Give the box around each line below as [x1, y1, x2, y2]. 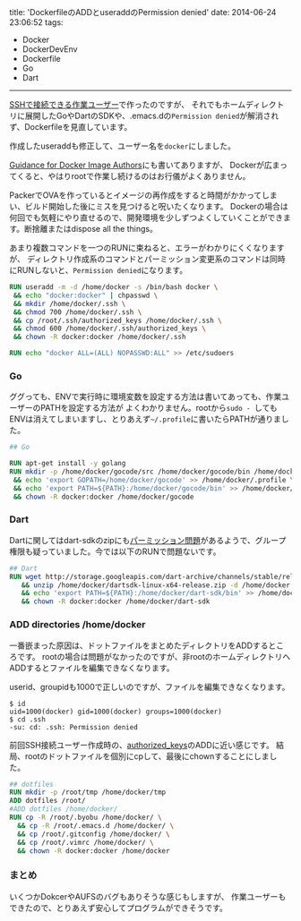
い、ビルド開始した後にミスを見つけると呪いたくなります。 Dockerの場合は [9, 201, 288, 211]
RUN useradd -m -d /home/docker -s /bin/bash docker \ [9, 283, 219, 292]
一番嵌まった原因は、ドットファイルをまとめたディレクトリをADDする [9, 640, 269, 651]
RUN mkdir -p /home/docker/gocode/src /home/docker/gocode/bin [9, 467, 251, 476]
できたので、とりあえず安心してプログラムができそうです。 [9, 902, 228, 913]
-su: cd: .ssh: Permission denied [9, 722, 139, 731]
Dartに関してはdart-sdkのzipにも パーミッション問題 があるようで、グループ [9, 534, 287, 545]
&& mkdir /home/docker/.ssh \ [13, 299, 126, 308]
